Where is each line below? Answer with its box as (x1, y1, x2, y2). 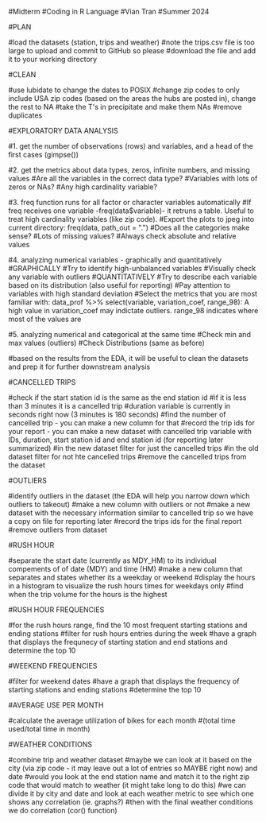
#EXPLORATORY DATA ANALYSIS (8, 126, 118, 135)
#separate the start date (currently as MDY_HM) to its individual (8, 556, 217, 565)
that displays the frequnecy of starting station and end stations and (8, 638, 228, 646)
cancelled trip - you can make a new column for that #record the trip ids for (8, 418, 256, 428)
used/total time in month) (8, 724, 91, 734)
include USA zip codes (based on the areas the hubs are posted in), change (8, 94, 256, 103)
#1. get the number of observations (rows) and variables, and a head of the (8, 142, 254, 150)
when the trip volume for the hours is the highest (8, 590, 168, 599)
